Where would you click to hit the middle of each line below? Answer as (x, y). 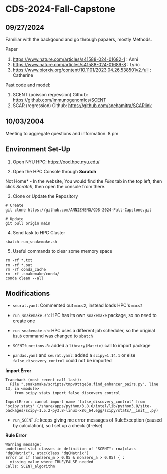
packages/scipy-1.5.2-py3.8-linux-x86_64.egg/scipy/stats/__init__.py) (82, 411)
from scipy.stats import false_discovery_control (67, 393)
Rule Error (16, 435)
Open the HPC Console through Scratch (54, 171)
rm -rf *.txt (19, 260)
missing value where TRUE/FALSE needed (52, 462)
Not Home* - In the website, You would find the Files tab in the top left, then (84, 181)
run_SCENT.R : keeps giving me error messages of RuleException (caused (87, 420)
